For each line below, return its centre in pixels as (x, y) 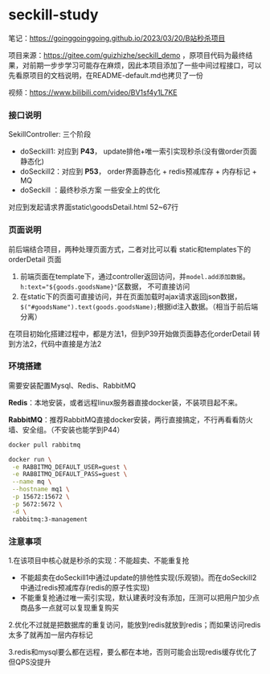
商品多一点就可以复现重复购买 (69, 607)
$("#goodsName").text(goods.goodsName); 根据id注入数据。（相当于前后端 (139, 306)
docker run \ (30, 459)
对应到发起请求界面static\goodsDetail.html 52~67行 (94, 208)
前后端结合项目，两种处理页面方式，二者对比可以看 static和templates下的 (130, 249)
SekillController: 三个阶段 (50, 134)
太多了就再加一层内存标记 (51, 635)
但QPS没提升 (30, 662)
